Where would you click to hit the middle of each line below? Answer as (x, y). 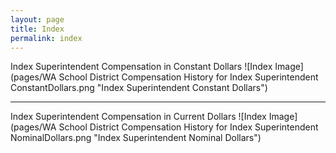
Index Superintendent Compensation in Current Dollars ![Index (138, 117)
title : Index (37, 29)
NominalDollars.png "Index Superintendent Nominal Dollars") (136, 138)
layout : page (37, 19)
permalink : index (46, 38)
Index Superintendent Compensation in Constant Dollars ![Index (141, 67)
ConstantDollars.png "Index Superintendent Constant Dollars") (139, 88)
